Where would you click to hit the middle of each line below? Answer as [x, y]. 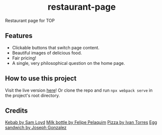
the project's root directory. [32, 95]
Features [19, 36]
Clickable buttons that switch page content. [56, 47]
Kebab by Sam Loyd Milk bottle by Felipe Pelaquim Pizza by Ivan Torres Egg [81, 122]
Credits [17, 110]
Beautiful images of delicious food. [47, 53]
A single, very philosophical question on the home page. [68, 63]
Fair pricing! [24, 58]
